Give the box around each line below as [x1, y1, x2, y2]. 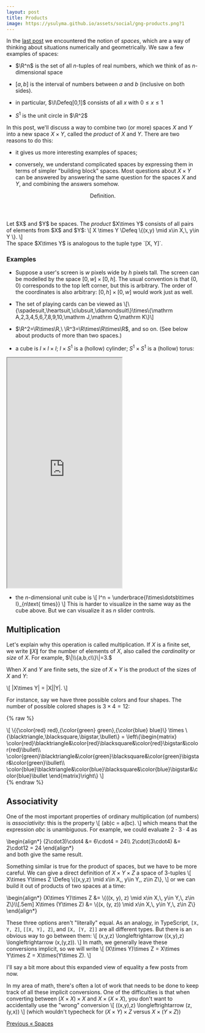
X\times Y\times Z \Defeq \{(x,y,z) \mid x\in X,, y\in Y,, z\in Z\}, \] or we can [6, 875, 196, 883]
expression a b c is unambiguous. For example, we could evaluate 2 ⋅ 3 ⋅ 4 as [6, 826, 198, 833]
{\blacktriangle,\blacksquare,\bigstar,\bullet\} [6, 733, 121, 740]
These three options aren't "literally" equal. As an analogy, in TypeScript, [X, [6, 919, 199, 926]
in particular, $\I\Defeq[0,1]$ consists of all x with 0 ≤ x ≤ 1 [15, 99, 163, 106]
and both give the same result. [6, 851, 83, 858]
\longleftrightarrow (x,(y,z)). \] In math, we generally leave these [6, 938, 168, 946]
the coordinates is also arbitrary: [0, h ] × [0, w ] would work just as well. [15, 288, 194, 296]
